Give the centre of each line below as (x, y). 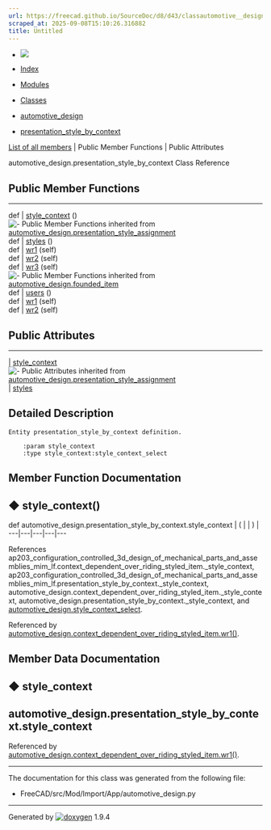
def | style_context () (43, 216)
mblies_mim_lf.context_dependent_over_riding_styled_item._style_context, (131, 567)
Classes (33, 100)
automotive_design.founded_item (64, 284)
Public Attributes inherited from (73, 371)
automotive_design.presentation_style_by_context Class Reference (119, 163)
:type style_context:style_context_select (95, 453)
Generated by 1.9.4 (59, 816)
